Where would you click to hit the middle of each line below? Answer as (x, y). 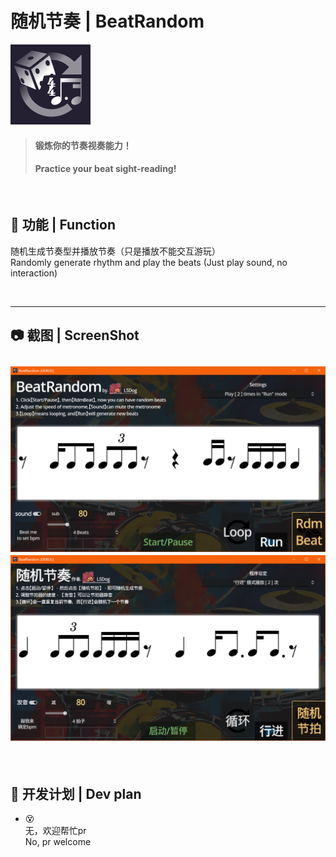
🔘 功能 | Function (63, 225)
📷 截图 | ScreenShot (75, 335)
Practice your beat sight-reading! (105, 169)
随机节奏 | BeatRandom (107, 21)
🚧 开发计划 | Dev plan (76, 793)
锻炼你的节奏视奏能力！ (83, 145)
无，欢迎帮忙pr (55, 831)
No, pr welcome (58, 842)
